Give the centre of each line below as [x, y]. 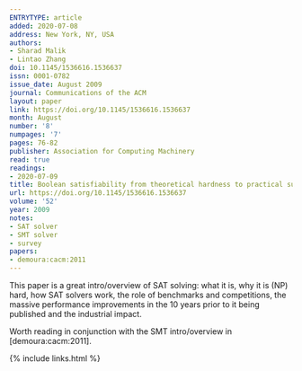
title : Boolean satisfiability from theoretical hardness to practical [146, 185]
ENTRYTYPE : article [46, 18]
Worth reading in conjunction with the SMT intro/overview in [121, 331]
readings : [28, 168]
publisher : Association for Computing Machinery [102, 151]
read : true [30, 159]
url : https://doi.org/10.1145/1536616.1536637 [98, 193]
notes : [22, 218]
